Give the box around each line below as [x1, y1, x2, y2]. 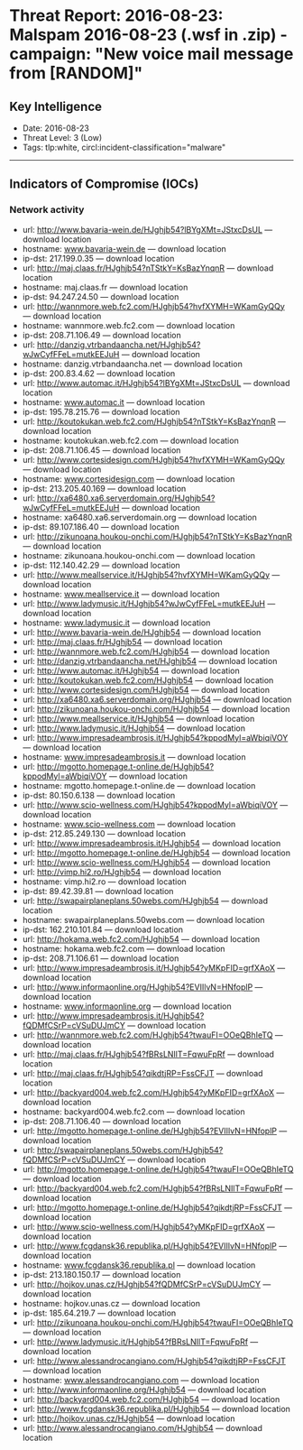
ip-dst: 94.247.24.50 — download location [22, 291, 179, 302]
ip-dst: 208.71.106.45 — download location [22, 444, 181, 456]
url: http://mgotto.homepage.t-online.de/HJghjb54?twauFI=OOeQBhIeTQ [22, 1163, 294, 1174]
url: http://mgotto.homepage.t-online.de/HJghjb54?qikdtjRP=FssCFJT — [22, 1202, 293, 1213]
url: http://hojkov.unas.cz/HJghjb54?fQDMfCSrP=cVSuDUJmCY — [22, 1279, 271, 1289]
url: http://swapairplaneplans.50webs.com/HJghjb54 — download [22, 895, 269, 906]
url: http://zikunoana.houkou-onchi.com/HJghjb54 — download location [22, 703, 290, 714]
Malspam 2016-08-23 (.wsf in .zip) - [9, 24, 289, 45]
